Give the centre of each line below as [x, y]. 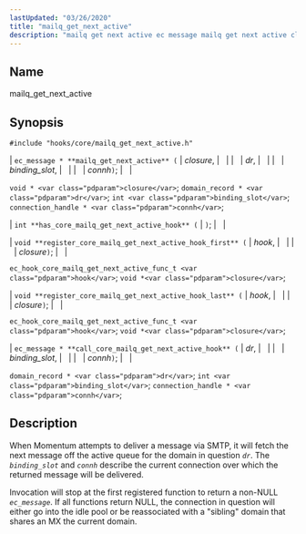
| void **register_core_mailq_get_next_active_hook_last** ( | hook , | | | [150, 295]
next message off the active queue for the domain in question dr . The [140, 455]
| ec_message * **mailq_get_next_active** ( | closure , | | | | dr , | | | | [147, 160]
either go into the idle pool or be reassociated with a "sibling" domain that [148, 511]
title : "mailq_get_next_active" [71, 26]
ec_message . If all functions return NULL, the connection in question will [143, 501]
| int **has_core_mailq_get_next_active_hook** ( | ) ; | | [117, 225]
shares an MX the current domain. [73, 521]
